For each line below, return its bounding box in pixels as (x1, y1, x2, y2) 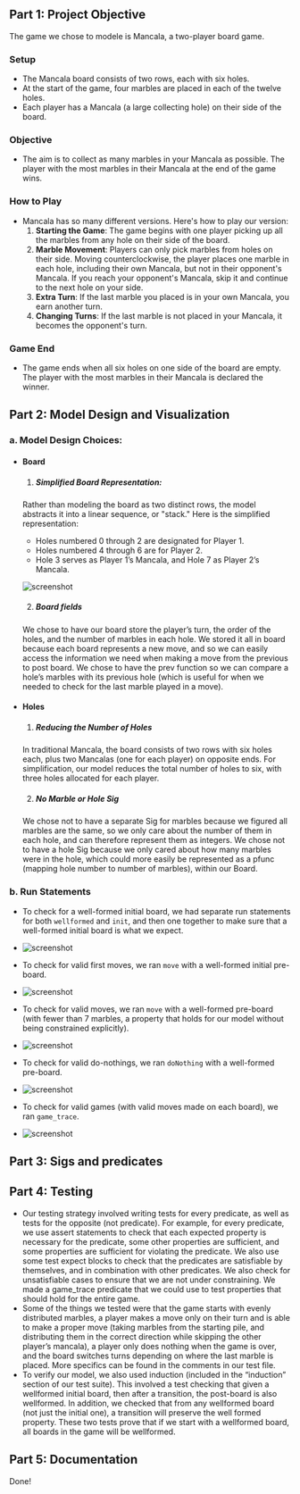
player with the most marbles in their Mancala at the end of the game (21, 163, 277, 174)
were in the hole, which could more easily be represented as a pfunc (21, 854, 275, 864)
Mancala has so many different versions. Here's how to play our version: (21, 215, 288, 226)
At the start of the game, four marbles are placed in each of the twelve (21, 83, 281, 94)
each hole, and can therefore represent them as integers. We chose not (21, 835, 286, 846)
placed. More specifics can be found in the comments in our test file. (21, 1359, 276, 1370)
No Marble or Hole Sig (35, 794, 120, 804)
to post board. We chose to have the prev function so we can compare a (21, 662, 288, 672)
